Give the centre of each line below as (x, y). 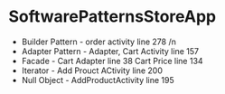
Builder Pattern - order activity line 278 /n (99, 42)
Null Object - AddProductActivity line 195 (98, 80)
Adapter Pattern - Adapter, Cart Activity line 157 (110, 51)
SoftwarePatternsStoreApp (112, 17)
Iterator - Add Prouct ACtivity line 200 (92, 70)
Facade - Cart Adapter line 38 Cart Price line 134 (112, 61)
